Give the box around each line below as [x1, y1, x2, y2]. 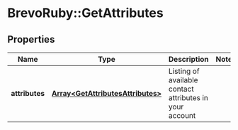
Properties [7, 33, 55, 45]
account [169, 111, 196, 120]
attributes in [169, 93, 209, 102]
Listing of [169, 66, 200, 76]
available [169, 75, 198, 85]
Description [169, 55, 209, 64]
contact [169, 84, 194, 94]
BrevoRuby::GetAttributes [7, 5, 164, 21]
